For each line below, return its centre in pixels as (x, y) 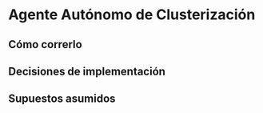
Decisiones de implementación (87, 71)
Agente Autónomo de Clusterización (132, 15)
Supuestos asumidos (62, 99)
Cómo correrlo (45, 44)
